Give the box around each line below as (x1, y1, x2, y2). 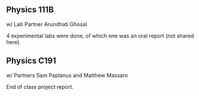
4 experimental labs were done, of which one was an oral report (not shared (6, 32, 194, 39)
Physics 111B (6, 5, 54, 15)
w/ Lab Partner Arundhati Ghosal (6, 20, 88, 27)
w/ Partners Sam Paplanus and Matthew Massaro (6, 72, 128, 79)
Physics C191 (6, 56, 56, 66)
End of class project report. (6, 83, 74, 90)
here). (6, 38, 21, 45)
